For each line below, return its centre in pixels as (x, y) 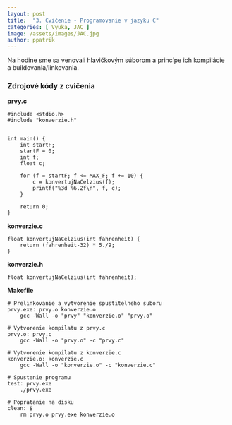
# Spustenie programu (39, 378)
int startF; (37, 145)
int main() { (26, 139)
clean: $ (20, 409)
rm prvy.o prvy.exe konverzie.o (67, 415)
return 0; (35, 207)
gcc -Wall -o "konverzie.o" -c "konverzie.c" (88, 365)
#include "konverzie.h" (42, 121)
